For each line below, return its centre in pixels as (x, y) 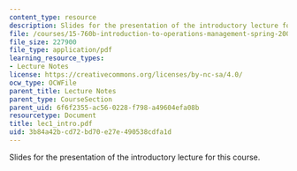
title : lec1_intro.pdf (51, 124)
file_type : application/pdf (61, 50)
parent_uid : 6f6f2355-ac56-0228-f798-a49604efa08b (104, 108)
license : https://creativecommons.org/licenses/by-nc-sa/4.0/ (126, 75)
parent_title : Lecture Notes (63, 91)
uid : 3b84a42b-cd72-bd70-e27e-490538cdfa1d (91, 132)
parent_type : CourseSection (61, 99)
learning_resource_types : (57, 58)
